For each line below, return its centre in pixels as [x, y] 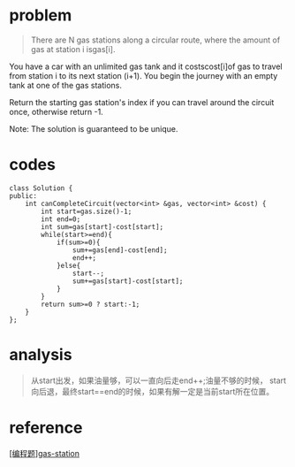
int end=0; [61, 219]
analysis [41, 355]
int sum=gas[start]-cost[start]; [102, 226]
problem [41, 15]
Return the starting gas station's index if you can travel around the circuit [142, 102]
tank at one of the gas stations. [65, 85]
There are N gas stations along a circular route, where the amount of [155, 40]
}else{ [68, 265]
